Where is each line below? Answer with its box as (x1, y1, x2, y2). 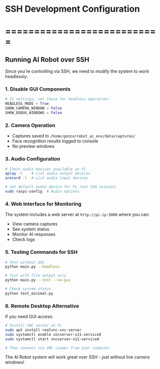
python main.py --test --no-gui (5, 278, 71, 283)
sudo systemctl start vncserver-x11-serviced (5, 336, 99, 342)
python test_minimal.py (5, 291, 54, 296)
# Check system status (5, 287, 51, 291)
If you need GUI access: (5, 313, 54, 320)
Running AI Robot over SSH (5, 55, 89, 64)
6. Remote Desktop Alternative (5, 302, 80, 309)
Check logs (12, 236, 35, 242)
